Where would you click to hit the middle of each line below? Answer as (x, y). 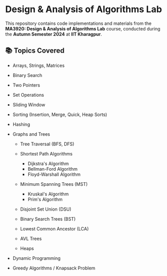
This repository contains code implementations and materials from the (78, 23)
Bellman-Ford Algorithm (52, 169)
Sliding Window (29, 104)
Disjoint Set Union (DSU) (46, 209)
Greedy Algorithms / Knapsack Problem (54, 268)
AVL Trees (31, 239)
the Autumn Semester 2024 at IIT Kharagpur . (54, 34)
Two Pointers (26, 85)
